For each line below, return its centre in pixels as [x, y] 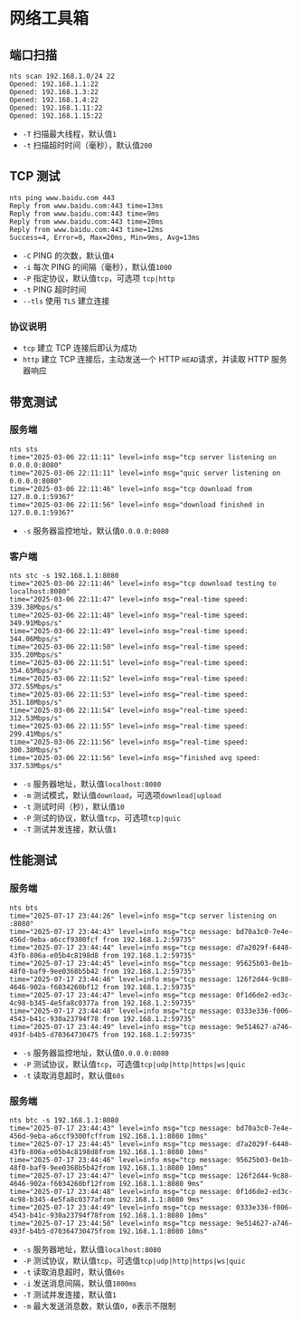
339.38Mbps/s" [36, 608]
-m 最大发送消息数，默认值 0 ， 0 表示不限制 [99, 1306]
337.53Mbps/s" [36, 766]
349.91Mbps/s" [36, 623]
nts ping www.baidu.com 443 [62, 198]
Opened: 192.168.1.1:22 [54, 84]
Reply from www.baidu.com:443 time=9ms [85, 214]
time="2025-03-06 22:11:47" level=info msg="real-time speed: [129, 600]
